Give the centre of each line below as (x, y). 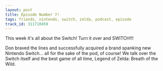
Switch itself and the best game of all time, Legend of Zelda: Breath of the (82, 59)
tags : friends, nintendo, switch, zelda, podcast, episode (68, 19)
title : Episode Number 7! (32, 15)
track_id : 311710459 (27, 24)
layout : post (19, 10)
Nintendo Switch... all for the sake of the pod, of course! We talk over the (80, 53)
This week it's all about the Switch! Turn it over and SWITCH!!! (69, 38)
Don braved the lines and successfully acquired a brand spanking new (78, 48)
